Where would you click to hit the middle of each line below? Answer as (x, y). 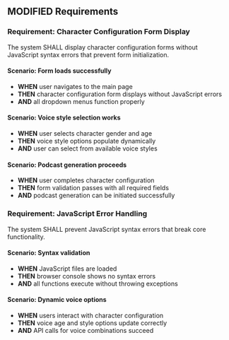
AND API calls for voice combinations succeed (86, 330)
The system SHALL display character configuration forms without (102, 47)
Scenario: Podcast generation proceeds (67, 165)
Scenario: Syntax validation (49, 253)
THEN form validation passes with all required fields (93, 188)
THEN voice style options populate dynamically (87, 141)
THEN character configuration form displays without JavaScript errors (120, 94)
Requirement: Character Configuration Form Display (99, 32)
